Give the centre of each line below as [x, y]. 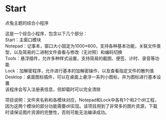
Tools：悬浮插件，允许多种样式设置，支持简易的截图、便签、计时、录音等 [80, 58]
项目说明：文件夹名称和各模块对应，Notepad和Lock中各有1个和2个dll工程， [82, 100]
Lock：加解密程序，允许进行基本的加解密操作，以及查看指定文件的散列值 [80, 70]
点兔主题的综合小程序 [27, 23]
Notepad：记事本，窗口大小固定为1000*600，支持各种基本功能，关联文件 [81, 46]
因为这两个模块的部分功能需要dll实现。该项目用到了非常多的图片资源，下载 [81, 106]
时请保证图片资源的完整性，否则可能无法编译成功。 [57, 112]
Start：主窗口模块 [23, 40]
